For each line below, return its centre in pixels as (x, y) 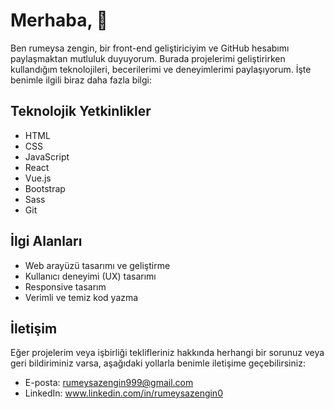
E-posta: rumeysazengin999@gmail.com (109, 383)
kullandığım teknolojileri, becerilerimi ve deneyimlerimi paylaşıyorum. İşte (161, 69)
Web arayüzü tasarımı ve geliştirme (97, 265)
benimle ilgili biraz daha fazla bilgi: (81, 80)
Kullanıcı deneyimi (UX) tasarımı (90, 276)
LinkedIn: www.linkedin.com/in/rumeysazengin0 (123, 393)
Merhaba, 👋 (59, 20)
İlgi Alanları (46, 241)
